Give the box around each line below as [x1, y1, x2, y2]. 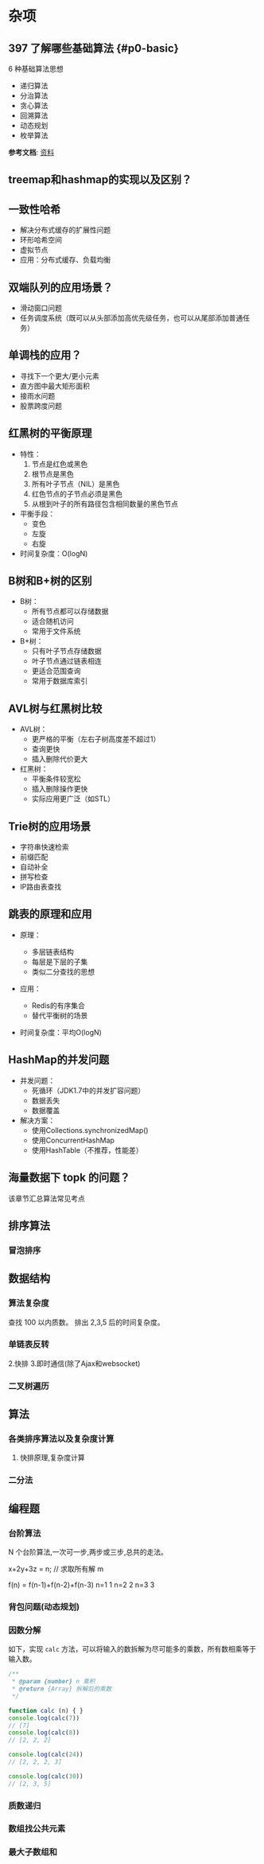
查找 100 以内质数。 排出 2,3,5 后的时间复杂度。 [8, 1317, 165, 1327]
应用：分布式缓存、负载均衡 [19, 255, 111, 265]
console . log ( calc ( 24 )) [8, 1751, 83, 1759]
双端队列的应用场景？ [8, 280, 113, 294]
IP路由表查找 [19, 882, 62, 892]
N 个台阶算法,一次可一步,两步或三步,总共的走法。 [8, 1547, 169, 1557]
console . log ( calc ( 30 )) [8, 1772, 83, 1780]
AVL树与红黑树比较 [8, 702, 103, 715]
